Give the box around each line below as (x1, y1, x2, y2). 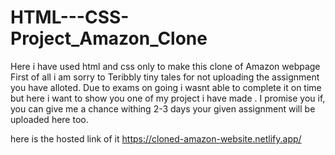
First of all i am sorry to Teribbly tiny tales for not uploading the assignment (10, 71, 320, 83)
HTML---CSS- (10, 6, 130, 29)
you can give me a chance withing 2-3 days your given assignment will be (10, 102, 316, 115)
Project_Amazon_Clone (10, 27, 208, 50)
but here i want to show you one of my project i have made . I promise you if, (10, 92, 326, 104)
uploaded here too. (10, 113, 89, 125)
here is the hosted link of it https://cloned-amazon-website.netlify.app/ (10, 132, 302, 145)
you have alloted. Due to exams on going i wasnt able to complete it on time (10, 81, 322, 93)
